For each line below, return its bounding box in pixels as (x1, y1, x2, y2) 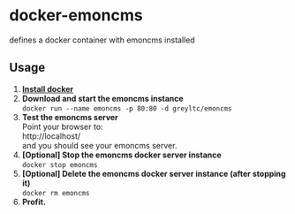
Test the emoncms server (21, 111, 119, 122)
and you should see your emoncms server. (21, 140, 178, 150)
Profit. (21, 196, 47, 207)
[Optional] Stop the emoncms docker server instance (21, 149, 223, 160)
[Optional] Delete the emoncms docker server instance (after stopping (21, 168, 286, 179)
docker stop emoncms (21, 160, 98, 169)
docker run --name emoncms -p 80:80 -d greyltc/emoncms (21, 103, 232, 113)
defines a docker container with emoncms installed (9, 34, 196, 45)
